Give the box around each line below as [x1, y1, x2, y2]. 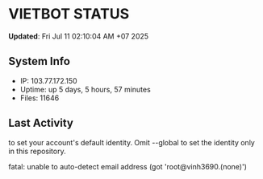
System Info [8, 55, 71, 68]
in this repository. [8, 146, 66, 156]
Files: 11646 [19, 93, 60, 103]
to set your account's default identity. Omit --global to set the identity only [8, 137, 256, 147]
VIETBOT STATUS [8, 5, 130, 23]
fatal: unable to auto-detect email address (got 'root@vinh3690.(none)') [8, 161, 248, 171]
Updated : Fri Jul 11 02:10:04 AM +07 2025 [8, 31, 149, 41]
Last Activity [8, 116, 74, 130]
